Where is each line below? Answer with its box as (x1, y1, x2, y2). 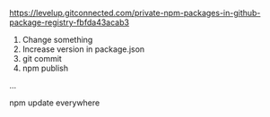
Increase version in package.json (22, 44, 145, 54)
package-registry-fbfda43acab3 (9, 17, 130, 28)
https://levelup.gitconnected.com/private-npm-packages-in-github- (9, 8, 261, 18)
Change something (22, 35, 93, 45)
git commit (22, 54, 63, 63)
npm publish (22, 63, 69, 73)
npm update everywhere (9, 97, 100, 108)
